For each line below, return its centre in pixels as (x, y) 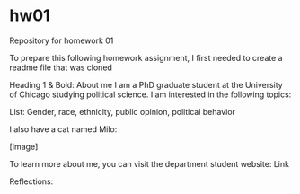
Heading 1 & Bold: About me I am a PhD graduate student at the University (146, 84)
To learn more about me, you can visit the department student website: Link (150, 163)
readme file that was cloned (61, 67)
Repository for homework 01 (62, 40)
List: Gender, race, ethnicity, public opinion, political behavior (123, 111)
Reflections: (31, 181)
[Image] (24, 146)
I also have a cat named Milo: (63, 129)
